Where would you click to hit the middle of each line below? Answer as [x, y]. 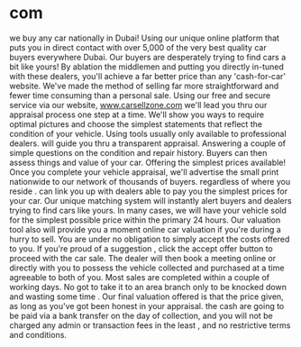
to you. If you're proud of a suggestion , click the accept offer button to [141, 248]
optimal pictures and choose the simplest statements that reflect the [136, 123]
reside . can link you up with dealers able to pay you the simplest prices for [149, 191]
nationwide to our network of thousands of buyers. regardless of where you [150, 181]
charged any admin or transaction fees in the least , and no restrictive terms [150, 325]
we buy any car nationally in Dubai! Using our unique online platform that [144, 38]
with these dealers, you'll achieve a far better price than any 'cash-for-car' [148, 76]
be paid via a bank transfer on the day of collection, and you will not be [141, 315]
